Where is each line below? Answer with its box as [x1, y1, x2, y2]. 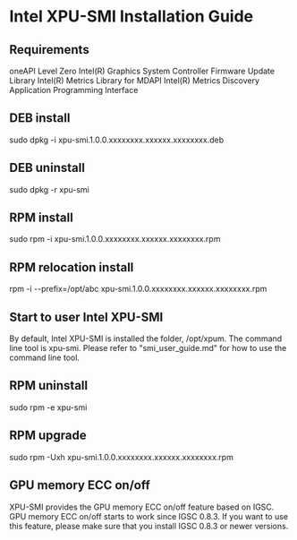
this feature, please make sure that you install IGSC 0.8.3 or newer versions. [9, 520, 289, 531]
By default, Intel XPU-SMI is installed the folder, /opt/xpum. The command [9, 333, 283, 344]
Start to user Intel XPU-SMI [9, 309, 164, 324]
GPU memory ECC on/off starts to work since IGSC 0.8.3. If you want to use [9, 510, 289, 521]
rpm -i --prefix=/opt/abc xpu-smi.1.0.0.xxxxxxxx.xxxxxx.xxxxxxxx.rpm [9, 284, 267, 295]
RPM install [9, 210, 73, 226]
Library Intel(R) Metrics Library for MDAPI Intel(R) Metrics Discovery [9, 75, 260, 86]
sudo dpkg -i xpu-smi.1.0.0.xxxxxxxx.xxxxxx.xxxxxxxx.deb [9, 134, 225, 145]
